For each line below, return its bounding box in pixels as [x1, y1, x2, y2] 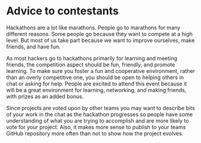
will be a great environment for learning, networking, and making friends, [6, 86, 187, 93]
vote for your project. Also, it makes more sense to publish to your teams [6, 123, 186, 130]
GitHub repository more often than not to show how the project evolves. [6, 130, 184, 137]
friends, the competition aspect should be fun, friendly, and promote [6, 61, 175, 68]
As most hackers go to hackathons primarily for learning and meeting [6, 54, 178, 62]
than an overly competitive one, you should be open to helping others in [6, 74, 184, 81]
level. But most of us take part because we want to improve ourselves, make [6, 36, 195, 44]
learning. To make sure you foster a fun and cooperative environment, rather [6, 67, 196, 74]
